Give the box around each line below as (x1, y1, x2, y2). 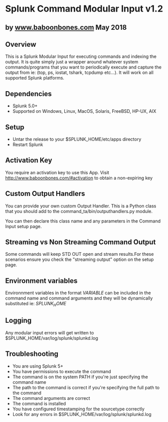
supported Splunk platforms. (5, 75, 64, 81)
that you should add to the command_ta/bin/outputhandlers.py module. (5, 208, 153, 214)
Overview (5, 40, 37, 48)
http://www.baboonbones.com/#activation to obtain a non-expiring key (5, 175, 153, 181)
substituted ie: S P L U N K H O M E (5, 301, 66, 308)
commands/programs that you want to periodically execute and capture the (5, 64, 162, 71)
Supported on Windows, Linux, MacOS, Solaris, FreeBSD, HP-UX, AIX (12, 108, 157, 114)
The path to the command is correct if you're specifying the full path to (12, 384, 160, 390)
